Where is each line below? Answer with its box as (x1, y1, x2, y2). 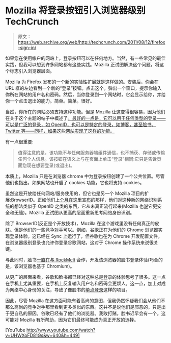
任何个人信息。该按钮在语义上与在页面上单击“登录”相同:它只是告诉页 (17, 156, 162, 162)
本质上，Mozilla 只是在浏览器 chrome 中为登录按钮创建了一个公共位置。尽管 (5, 173, 165, 179)
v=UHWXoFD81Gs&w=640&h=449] (5, 332, 80, 338)
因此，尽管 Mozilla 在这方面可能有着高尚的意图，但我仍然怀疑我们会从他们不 (5, 297, 165, 304)
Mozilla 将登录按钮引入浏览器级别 (5, 5, 146, 16)
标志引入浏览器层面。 (9, 67, 54, 74)
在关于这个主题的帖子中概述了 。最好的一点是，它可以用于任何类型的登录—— (5, 115, 166, 121)
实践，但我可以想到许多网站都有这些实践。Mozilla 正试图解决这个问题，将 (5, 61, 160, 67)
